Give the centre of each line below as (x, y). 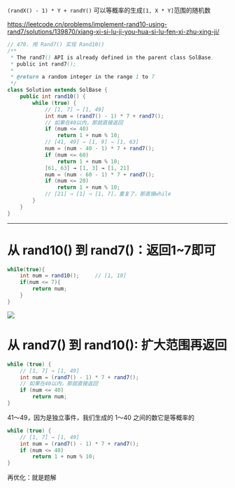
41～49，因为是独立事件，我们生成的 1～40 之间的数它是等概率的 (101, 417)
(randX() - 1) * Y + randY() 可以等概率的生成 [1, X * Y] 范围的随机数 (109, 10)
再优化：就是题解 (32, 478)
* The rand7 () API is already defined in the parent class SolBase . (112, 57)
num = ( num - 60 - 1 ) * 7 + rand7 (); (100, 174)
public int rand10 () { (53, 96)
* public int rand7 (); (43, 64)
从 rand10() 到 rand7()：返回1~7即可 (112, 250)
